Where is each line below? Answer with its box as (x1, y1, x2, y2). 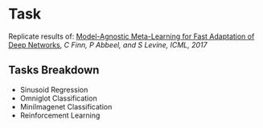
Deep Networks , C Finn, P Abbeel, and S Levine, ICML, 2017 (8, 39, 208, 49)
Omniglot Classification (19, 93, 98, 103)
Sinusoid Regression (19, 85, 88, 94)
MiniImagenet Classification (19, 101, 113, 111)
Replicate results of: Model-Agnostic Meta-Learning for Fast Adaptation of (8, 31, 255, 41)
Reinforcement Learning (19, 110, 101, 120)
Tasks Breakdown (8, 64, 100, 77)
